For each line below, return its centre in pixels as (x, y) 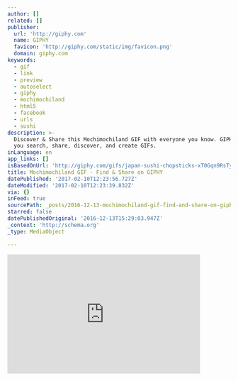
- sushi (25, 126)
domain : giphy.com (41, 54)
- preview (28, 80)
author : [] (23, 14)
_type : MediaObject (36, 231)
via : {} (19, 192)
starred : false (30, 212)
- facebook (30, 113)
